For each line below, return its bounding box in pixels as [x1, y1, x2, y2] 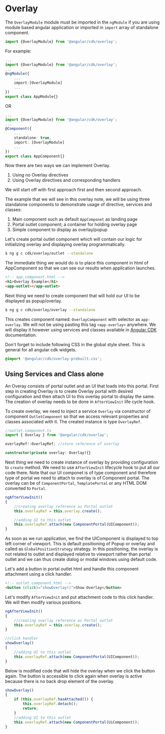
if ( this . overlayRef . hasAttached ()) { [14, 697, 93, 702]
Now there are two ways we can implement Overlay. [5, 163, 110, 169]
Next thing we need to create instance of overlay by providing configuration [5, 459, 159, 465]
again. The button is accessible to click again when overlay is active [5, 673, 142, 679]
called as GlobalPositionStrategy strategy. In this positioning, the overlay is [5, 546, 158, 552]
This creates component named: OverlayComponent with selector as [5, 316, 140, 322]
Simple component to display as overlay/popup [12, 227, 108, 233]
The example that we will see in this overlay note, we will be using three [5, 196, 150, 202]
